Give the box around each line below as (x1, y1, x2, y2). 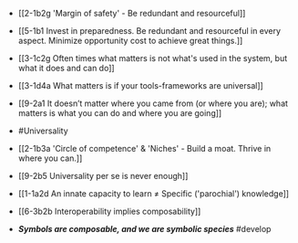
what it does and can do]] (17, 63, 116, 73)
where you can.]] (17, 153, 83, 164)
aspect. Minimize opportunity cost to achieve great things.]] (17, 36, 243, 46)
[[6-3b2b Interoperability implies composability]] (17, 206, 201, 217)
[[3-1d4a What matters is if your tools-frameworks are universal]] (17, 80, 264, 90)
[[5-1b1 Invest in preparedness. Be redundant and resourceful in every (17, 26, 281, 36)
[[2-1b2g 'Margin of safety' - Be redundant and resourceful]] (17, 8, 246, 18)
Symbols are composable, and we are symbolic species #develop (17, 224, 272, 234)
